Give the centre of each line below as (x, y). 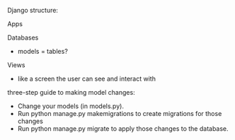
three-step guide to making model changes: (71, 92)
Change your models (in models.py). (70, 106)
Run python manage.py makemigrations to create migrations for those (120, 113)
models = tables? (43, 51)
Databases (23, 37)
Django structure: (33, 10)
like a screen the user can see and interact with (86, 78)
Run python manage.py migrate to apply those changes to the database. (123, 129)
